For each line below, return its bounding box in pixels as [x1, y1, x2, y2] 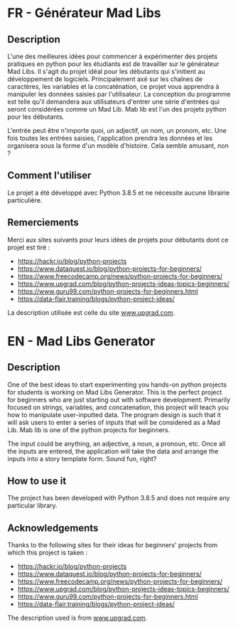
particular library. [7, 501, 58, 510]
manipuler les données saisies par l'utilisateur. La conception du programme [7, 90, 231, 98]
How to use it [7, 475, 67, 488]
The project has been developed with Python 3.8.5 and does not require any [7, 494, 230, 502]
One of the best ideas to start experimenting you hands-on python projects [7, 380, 227, 389]
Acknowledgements [7, 522, 99, 534]
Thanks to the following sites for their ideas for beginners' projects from [7, 541, 218, 549]
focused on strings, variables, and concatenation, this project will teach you [7, 403, 229, 412]
